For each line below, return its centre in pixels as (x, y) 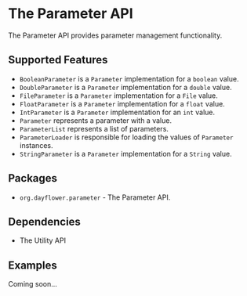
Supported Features (58, 60)
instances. (36, 145)
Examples (33, 265)
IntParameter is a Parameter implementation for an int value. (117, 112)
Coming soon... (33, 284)
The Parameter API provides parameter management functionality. (115, 35)
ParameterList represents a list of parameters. (94, 128)
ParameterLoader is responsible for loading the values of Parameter (126, 137)
